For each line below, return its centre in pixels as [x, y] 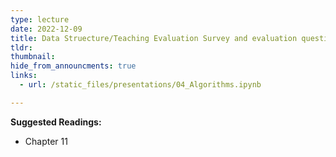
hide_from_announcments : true [73, 66]
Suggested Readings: [56, 122]
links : [24, 76]
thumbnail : [33, 57]
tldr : [21, 47]
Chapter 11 [46, 141]
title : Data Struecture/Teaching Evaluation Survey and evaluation [154, 38]
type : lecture [40, 19]
